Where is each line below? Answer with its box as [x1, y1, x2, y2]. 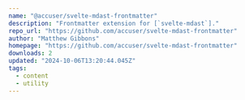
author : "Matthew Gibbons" [8, 34, 100, 43]
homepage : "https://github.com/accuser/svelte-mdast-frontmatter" [8, 42, 238, 50]
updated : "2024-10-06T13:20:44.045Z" [8, 57, 136, 65]
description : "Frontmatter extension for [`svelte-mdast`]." [8, 19, 220, 27]
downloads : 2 [8, 49, 53, 57]
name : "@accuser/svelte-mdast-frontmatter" [8, 11, 158, 20]
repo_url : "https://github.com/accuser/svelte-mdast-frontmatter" [8, 27, 238, 35]
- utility [15, 79, 49, 87]
